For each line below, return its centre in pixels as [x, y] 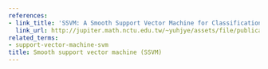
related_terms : [33, 38]
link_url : [32, 30]
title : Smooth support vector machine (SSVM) [85, 52]
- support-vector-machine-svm [59, 45]
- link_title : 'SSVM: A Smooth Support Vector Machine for [108, 23]
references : [28, 15]
